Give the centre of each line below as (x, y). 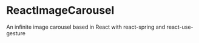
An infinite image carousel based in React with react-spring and (86, 27)
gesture (16, 33)
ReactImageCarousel (60, 10)
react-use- (180, 27)
